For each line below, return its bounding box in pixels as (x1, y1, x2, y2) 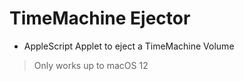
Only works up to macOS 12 (33, 59, 149, 71)
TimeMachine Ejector (9, 7, 191, 30)
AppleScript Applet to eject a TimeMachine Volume (23, 40, 235, 52)
